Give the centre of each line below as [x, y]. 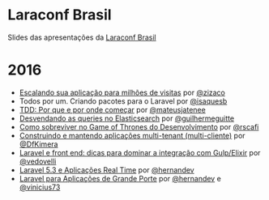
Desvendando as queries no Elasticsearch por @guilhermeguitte [127, 118]
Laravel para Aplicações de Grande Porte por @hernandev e [120, 178]
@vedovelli [38, 161]
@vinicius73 [40, 187]
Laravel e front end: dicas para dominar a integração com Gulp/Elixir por [140, 152]
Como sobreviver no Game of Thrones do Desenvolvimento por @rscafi [139, 126]
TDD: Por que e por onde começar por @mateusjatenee [112, 109]
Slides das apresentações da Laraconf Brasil [82, 37]
